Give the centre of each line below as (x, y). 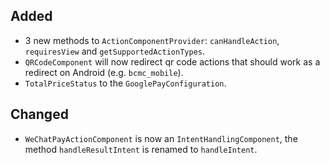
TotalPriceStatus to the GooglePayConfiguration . (125, 83)
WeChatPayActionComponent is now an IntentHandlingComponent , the (161, 138)
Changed (39, 114)
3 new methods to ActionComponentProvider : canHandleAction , (152, 40)
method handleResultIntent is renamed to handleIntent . (141, 149)
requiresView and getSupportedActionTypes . (114, 51)
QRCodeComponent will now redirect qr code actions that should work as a (172, 61)
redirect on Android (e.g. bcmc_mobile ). (104, 72)
